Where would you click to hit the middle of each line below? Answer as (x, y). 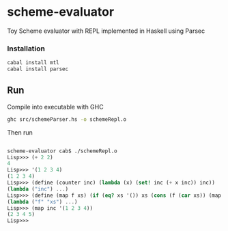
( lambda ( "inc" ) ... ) (38, 189)
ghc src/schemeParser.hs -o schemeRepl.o (67, 119)
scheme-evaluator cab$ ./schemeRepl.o (62, 151)
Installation (26, 49)
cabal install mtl (33, 63)
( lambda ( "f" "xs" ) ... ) (42, 202)
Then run (20, 132)
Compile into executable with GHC (55, 107)
